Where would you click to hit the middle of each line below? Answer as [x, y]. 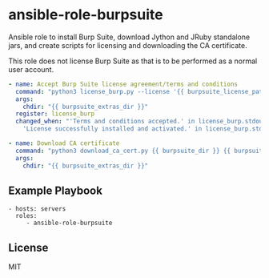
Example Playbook [55, 190]
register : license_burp [55, 114]
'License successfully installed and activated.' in [112, 129]
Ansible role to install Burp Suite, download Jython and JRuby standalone [129, 37]
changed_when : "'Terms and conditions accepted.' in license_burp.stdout [141, 122]
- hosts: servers [37, 209]
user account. [31, 69]
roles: [26, 216]
